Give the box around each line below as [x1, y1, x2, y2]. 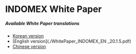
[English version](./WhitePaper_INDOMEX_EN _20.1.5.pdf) [12, 38, 131, 44]
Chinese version [12, 43, 46, 49]
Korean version [12, 33, 44, 39]
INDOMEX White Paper [5, 3, 102, 15]
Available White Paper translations [5, 20, 80, 26]
